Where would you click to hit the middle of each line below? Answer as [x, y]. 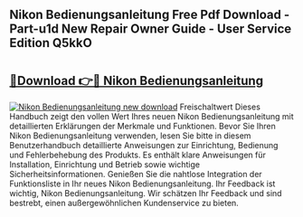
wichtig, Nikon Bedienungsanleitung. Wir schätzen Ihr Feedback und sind [146, 193]
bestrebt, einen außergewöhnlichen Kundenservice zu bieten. [124, 203]
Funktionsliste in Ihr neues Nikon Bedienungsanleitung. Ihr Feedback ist [142, 184]
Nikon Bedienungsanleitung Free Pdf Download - [150, 15]
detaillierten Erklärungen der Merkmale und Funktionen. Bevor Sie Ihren [142, 126]
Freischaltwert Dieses [220, 107]
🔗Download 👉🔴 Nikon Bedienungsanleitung [137, 80]
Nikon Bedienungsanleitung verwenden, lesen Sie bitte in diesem [130, 136]
